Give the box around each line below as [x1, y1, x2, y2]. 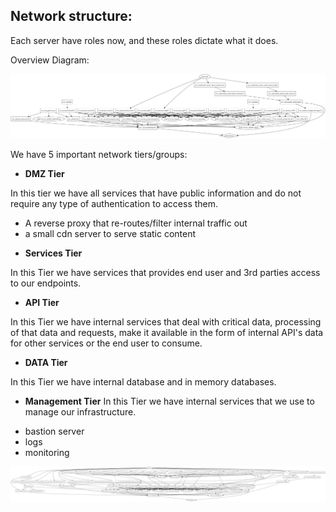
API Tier [24, 296, 60, 308]
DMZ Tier [24, 167, 65, 179]
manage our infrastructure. [24, 405, 137, 418]
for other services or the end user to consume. [10, 337, 203, 349]
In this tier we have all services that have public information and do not [10, 187, 302, 199]
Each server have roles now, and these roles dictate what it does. [10, 34, 279, 46]
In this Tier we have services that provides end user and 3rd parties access [10, 266, 321, 278]
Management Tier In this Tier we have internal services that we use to [24, 395, 315, 407]
